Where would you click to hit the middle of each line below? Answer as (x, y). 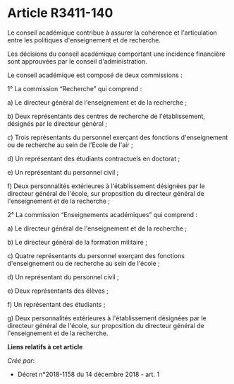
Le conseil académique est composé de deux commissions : (95, 75)
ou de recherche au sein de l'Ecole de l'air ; (70, 145)
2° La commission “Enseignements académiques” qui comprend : (103, 214)
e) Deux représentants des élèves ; (58, 291)
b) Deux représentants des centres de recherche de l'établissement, (106, 116)
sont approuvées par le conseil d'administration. (78, 61)
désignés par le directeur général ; (57, 123)
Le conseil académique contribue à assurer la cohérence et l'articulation (112, 33)
